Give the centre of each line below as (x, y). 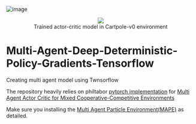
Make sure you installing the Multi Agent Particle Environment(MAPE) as (95, 109)
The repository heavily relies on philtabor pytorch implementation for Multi (98, 91)
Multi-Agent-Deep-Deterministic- (92, 51)
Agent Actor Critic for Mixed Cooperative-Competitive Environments (91, 98)
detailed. (17, 116)
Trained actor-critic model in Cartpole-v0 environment (101, 27)
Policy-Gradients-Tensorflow (80, 63)
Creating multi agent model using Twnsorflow (62, 80)
